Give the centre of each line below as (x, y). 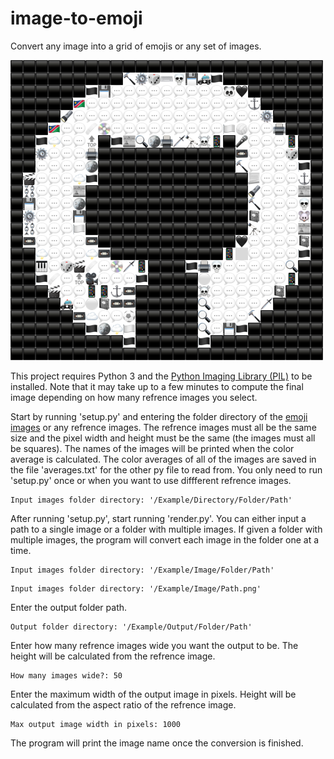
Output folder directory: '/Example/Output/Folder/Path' (131, 627)
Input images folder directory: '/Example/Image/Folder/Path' (142, 570)
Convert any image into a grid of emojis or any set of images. (136, 46)
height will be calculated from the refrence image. (113, 656)
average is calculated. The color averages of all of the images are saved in (163, 459)
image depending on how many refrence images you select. (134, 397)
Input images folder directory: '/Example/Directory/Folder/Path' (151, 500)
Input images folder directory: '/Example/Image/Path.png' (136, 588)
